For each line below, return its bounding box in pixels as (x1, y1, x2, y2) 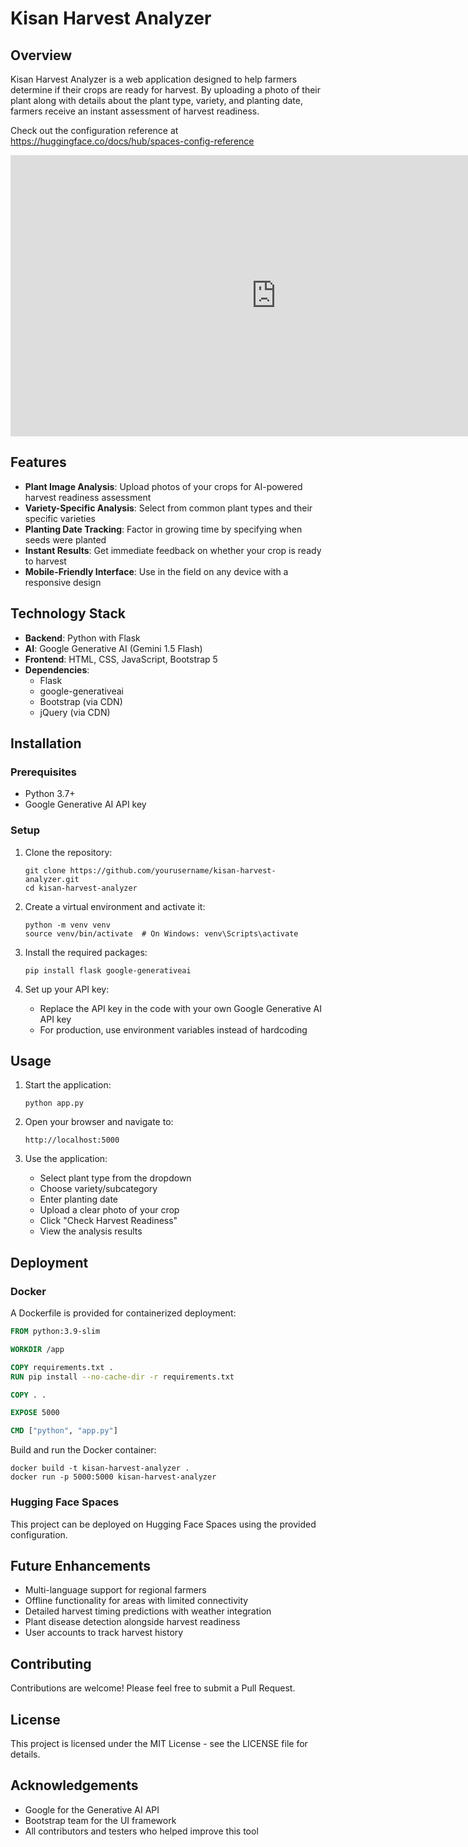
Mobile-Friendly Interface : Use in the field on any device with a (24, 565, 289, 577)
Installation (10, 735, 82, 752)
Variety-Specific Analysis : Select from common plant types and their (24, 502, 313, 514)
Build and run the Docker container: (10, 1444, 157, 1456)
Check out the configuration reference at (10, 125, 179, 136)
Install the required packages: (24, 946, 148, 958)
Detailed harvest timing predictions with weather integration (24, 1605, 272, 1617)
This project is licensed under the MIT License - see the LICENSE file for (10, 1737, 308, 1749)
